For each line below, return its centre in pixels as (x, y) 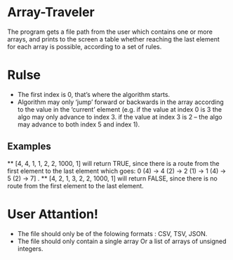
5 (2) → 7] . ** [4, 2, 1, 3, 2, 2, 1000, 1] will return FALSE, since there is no (112, 178)
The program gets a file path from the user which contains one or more (110, 32)
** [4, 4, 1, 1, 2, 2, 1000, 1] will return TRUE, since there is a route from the (113, 163)
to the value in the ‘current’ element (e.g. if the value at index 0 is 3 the (120, 109)
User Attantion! (53, 214)
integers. (30, 248)
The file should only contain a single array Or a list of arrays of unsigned (122, 241)
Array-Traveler (51, 12)
